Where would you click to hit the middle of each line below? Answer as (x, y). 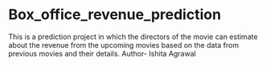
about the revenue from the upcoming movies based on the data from (124, 45)
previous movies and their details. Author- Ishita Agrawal (102, 53)
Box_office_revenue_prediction (115, 15)
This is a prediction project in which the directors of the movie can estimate (133, 37)
